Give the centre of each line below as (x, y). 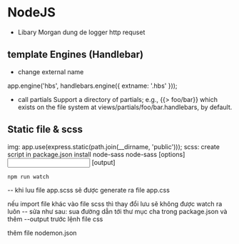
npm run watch (29, 177)
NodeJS (31, 12)
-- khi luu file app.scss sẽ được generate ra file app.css (88, 190)
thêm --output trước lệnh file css (55, 219)
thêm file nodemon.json (42, 233)
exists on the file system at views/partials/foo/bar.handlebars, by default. (125, 107)
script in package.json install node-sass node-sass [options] (96, 154)
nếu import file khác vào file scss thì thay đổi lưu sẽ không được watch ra (115, 203)
